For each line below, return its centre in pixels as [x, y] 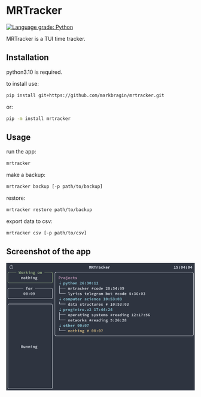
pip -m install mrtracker [38, 118]
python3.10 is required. [34, 72]
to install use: [22, 83]
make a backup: [26, 175]
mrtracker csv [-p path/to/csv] [46, 233]
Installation [28, 58]
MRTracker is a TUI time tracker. [46, 38]
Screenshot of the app [48, 252]
